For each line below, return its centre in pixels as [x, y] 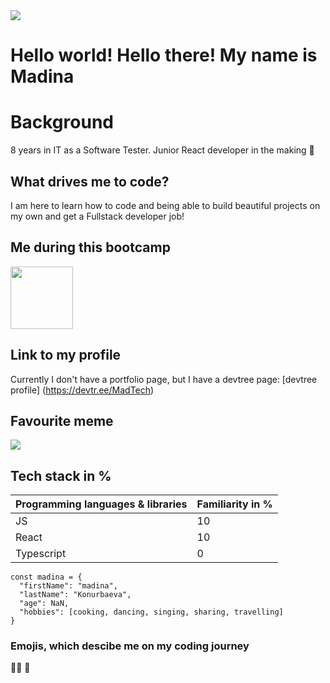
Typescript [41, 554]
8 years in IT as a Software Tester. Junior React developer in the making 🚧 [162, 150]
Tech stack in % [61, 475]
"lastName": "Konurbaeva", [75, 595]
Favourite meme [62, 420]
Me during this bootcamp [90, 247]
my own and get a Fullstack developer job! [97, 216]
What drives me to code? [90, 181]
